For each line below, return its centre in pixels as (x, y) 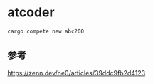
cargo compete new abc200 (46, 31)
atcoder (31, 12)
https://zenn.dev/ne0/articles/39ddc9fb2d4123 (76, 73)
